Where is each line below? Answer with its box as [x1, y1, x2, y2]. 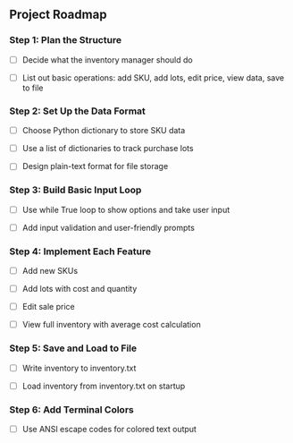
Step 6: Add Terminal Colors [9, 403, 134, 415]
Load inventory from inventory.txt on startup [21, 380, 186, 391]
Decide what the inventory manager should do [21, 54, 194, 65]
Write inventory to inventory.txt [21, 362, 137, 373]
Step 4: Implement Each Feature [9, 245, 152, 258]
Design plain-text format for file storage [21, 161, 169, 172]
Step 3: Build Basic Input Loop [9, 183, 142, 196]
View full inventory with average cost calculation [21, 319, 201, 330]
